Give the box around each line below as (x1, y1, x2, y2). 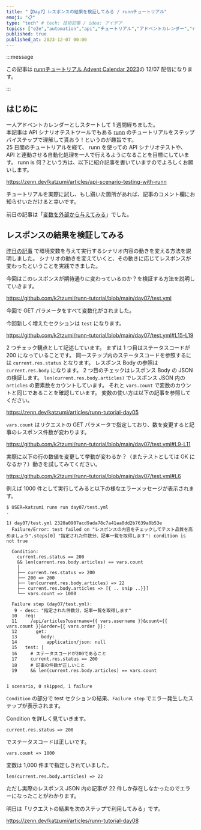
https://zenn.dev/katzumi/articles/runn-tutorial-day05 (6, 408, 139, 416)
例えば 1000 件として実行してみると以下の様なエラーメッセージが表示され (6, 485, 189, 492)
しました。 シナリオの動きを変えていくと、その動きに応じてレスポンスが (11, 255, 191, 262)
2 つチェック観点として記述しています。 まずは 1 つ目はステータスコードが (6, 344, 190, 351)
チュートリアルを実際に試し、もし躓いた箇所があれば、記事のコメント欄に (6, 190, 190, 198)
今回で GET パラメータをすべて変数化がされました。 (6, 307, 135, 314)
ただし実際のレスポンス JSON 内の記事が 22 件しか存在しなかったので (6, 784, 180, 792)
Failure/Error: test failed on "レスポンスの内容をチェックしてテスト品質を (11, 526, 189, 532)
